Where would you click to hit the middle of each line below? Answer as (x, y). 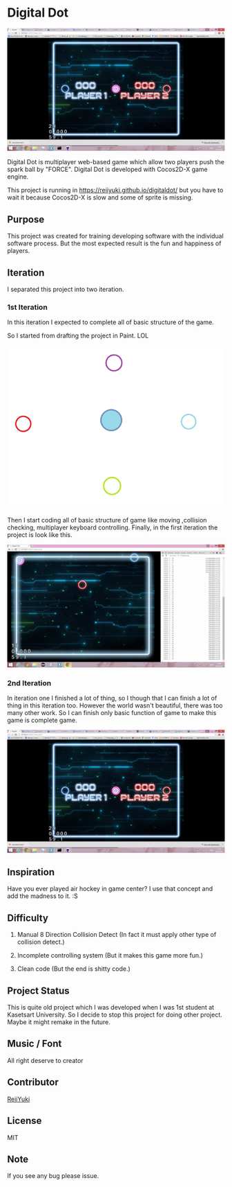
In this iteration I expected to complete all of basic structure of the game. (110, 322)
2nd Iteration (29, 683)
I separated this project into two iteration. (66, 290)
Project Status (39, 991)
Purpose (26, 219)
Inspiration (31, 872)
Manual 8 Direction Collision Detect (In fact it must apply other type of (117, 935)
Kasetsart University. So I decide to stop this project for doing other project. (115, 1015)
